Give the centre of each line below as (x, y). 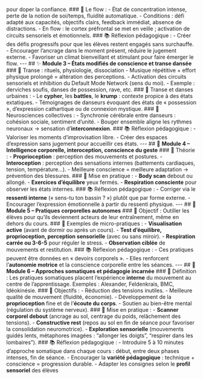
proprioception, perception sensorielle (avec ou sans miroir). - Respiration (101, 236)
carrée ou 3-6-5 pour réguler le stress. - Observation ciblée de (86, 243)
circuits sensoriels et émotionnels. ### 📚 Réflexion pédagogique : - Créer (99, 35)
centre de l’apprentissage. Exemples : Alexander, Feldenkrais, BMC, (90, 284)
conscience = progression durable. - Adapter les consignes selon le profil (98, 364)
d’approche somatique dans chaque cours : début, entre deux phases (93, 351)
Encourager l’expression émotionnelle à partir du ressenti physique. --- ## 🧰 (101, 204)
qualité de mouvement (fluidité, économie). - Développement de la (89, 297)
